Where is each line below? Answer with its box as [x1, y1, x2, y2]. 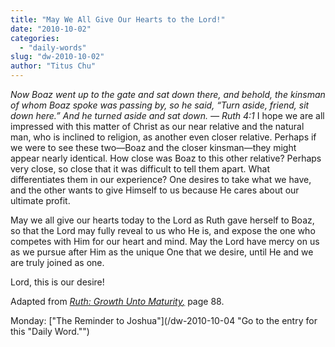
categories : [10, 33, 60, 43]
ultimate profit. [10, 195, 71, 206]
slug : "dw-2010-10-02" [10, 52, 105, 62]
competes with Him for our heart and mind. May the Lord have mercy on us [10, 236, 320, 247]
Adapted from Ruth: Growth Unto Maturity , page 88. [10, 296, 225, 307]
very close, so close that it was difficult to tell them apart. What [10, 163, 271, 175]
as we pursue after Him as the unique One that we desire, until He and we [10, 246, 314, 258]
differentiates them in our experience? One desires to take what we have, [10, 174, 312, 185]
